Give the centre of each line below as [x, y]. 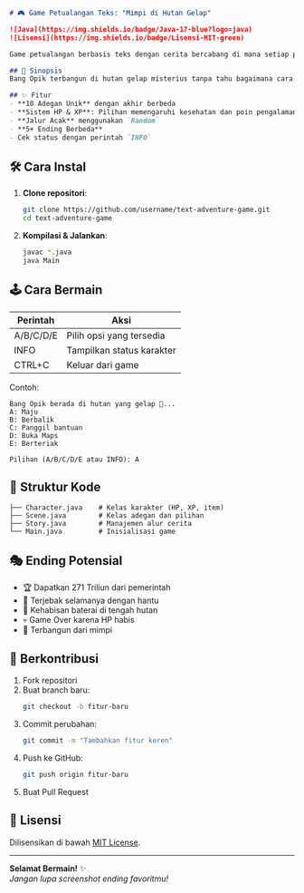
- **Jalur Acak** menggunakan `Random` [85, 121]
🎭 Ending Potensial [66, 561]
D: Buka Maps [34, 435]
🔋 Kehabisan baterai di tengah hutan [90, 610]
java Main [41, 260]
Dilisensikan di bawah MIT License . [75, 842]
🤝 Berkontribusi [54, 659]
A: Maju [24, 412]
